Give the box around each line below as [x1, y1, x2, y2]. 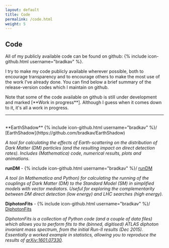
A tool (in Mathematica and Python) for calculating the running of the [5, 175, 149, 181]
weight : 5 [5, 21, 26, 27]
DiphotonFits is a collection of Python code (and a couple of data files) [5, 216, 152, 222]
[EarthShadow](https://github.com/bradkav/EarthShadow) [5, 130, 125, 136]
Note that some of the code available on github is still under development [5, 94, 157, 100]
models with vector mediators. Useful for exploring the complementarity [5, 186, 155, 192]
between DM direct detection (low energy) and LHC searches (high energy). [5, 191, 163, 197]
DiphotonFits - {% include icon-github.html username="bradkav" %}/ [5, 201, 150, 207]
